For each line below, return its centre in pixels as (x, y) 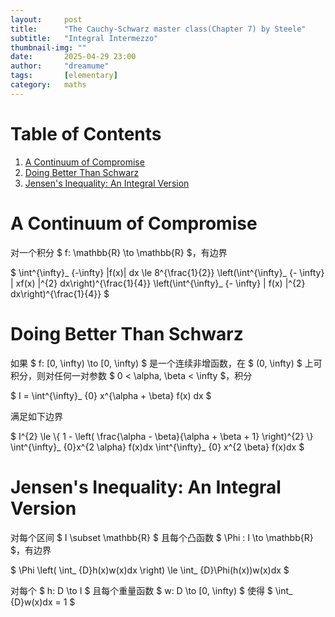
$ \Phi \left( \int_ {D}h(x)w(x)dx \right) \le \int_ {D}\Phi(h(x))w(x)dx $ (150, 570)
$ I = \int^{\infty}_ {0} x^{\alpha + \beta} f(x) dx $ (111, 395)
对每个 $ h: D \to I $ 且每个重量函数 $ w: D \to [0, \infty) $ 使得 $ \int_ (151, 590)
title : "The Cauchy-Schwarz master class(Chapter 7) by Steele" (158, 29)
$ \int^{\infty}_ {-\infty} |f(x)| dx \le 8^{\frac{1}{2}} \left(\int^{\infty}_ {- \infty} (167, 272)
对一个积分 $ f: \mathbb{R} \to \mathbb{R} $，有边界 (119, 252)
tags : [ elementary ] (64, 76)
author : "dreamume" (60, 66)
